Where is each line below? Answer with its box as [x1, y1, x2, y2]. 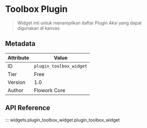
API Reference [5, 104, 50, 112]
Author [7, 87, 24, 94]
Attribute [7, 54, 30, 61]
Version [7, 78, 26, 85]
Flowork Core [34, 87, 66, 94]
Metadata [5, 40, 36, 48]
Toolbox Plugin [5, 3, 68, 15]
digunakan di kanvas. [17, 25, 61, 31]
